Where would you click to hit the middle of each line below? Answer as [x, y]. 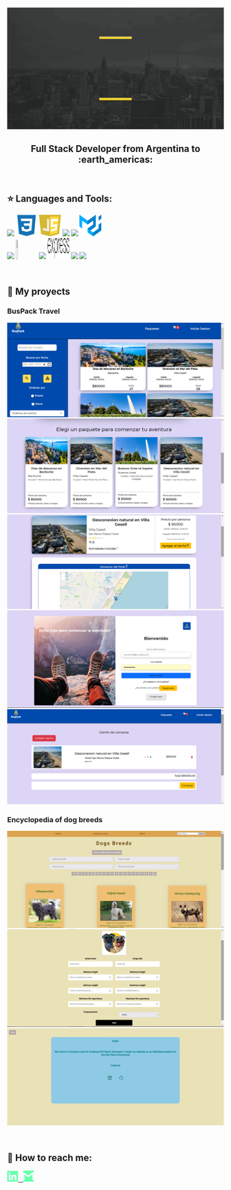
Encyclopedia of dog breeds [55, 819]
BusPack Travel [34, 312]
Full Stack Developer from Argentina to [115, 149]
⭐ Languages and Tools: [60, 198]
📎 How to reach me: [50, 1158]
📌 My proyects [39, 292]
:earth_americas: [115, 159]
